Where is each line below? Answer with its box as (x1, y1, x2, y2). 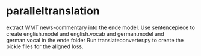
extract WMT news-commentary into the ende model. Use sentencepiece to (6, 24, 196, 31)
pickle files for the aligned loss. (6, 43, 84, 50)
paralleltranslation (6, 4, 100, 18)
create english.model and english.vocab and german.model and (6, 30, 164, 37)
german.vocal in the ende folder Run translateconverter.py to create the (6, 36, 184, 43)
